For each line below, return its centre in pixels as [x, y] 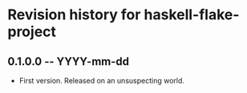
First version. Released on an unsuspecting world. [102, 81]
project [32, 32]
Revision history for [74, 15]
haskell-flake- [192, 15]
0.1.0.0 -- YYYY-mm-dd [69, 61]
